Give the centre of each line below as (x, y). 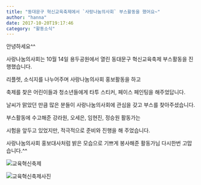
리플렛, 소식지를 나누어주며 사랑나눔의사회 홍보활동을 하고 (73, 79)
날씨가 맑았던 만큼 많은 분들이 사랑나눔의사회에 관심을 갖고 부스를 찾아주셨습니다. (101, 105)
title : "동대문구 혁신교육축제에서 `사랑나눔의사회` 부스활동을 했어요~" (83, 12)
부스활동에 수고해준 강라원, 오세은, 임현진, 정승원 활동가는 (73, 118)
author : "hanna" (26, 17)
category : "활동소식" (31, 29)
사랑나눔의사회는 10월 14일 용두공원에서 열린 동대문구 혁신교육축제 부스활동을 (97, 59)
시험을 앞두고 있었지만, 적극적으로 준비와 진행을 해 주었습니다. (78, 130)
